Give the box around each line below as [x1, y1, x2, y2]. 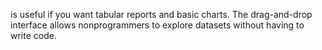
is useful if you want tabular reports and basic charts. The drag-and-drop [10, 9, 313, 20]
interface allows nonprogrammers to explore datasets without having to [10, 19, 305, 31]
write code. [10, 30, 57, 41]
